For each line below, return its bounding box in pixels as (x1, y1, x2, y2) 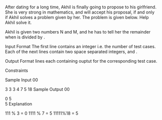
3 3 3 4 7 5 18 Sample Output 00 (5, 86, 70, 92)
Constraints (5, 68, 28, 73)
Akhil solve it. (5, 19, 32, 25)
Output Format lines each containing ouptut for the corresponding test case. (5, 58, 158, 64)
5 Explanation (5, 101, 32, 106)
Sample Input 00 (5, 77, 38, 83)
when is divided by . (5, 34, 45, 40)
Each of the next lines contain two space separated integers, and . (5, 49, 137, 54)
